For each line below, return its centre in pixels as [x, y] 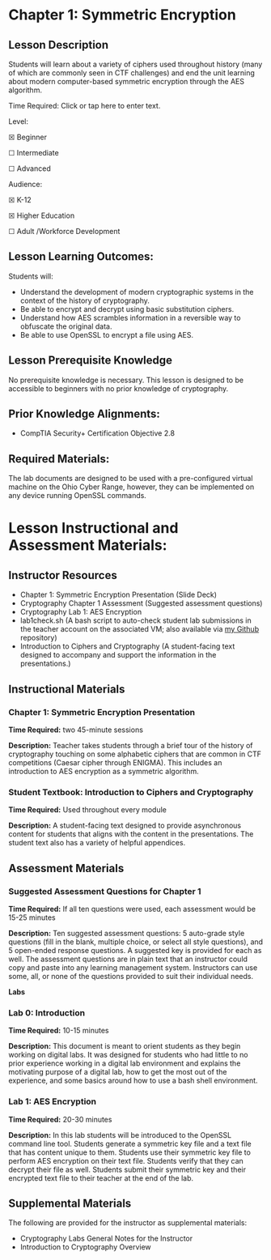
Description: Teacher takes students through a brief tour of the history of [131, 745]
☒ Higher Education [42, 215]
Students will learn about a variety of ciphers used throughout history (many [135, 64]
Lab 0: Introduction [47, 1012]
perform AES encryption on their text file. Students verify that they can [126, 1160]
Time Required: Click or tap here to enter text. [85, 106]
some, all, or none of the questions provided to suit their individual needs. [131, 976]
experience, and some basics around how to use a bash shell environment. [133, 1081]
